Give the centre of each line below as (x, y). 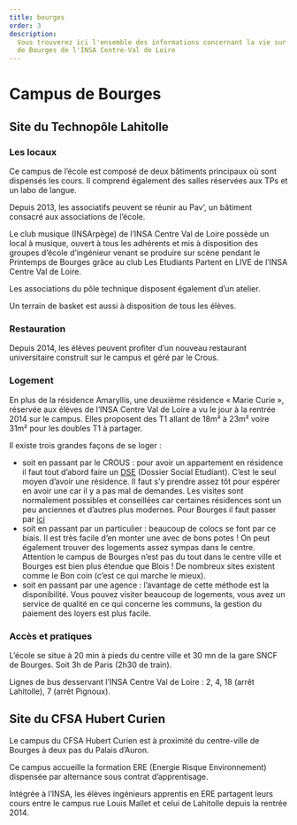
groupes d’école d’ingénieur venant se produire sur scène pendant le (135, 253)
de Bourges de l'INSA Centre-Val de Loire (96, 51)
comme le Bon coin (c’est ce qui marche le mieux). (114, 575)
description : (33, 34)
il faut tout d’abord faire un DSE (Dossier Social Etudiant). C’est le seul (149, 471)
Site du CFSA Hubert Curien (88, 719)
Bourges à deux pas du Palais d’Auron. (79, 750)
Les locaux (33, 152)
